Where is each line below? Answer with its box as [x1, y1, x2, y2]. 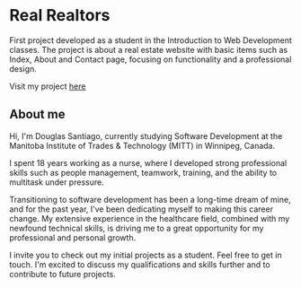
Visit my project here [9, 81, 86, 92]
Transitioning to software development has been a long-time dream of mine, [9, 194, 291, 205]
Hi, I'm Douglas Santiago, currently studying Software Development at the [9, 130, 283, 141]
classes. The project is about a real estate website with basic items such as [9, 44, 288, 55]
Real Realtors [9, 5, 111, 26]
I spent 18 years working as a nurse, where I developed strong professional [9, 157, 288, 168]
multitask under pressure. [9, 177, 105, 188]
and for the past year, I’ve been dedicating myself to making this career [9, 204, 274, 214]
